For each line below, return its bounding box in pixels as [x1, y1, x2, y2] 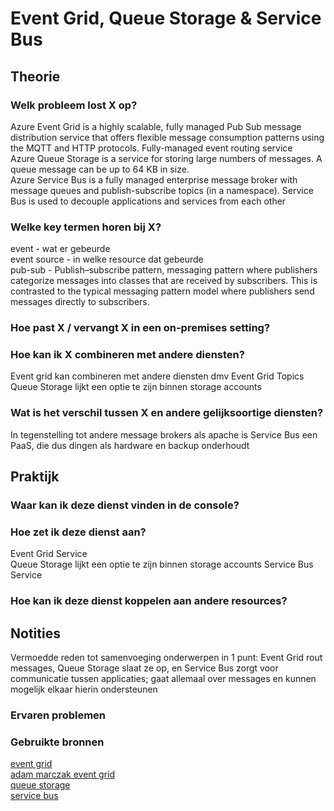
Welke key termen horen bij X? [10, 220, 162, 234]
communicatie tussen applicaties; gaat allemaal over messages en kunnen [10, 673, 317, 685]
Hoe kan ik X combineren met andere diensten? [10, 348, 245, 362]
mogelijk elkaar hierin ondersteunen [10, 683, 158, 696]
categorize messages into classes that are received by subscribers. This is [10, 275, 318, 287]
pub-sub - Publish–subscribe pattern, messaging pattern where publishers [10, 264, 318, 276]
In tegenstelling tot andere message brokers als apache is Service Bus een [10, 428, 318, 441]
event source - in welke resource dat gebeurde [10, 253, 204, 266]
